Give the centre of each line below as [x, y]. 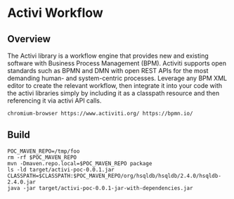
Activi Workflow [55, 13]
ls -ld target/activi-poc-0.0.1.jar [61, 169]
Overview [29, 39]
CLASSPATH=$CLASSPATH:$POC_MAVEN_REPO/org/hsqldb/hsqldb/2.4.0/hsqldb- [114, 176]
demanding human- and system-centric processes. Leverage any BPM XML [117, 78]
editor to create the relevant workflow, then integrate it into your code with [115, 85]
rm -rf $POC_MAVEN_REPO [42, 157]
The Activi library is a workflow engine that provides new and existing [108, 56]
